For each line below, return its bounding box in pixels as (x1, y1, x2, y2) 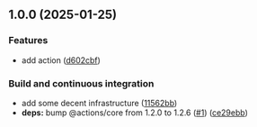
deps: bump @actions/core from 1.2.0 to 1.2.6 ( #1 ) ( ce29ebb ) (21, 107, 249, 118)
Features (8, 34, 49, 47)
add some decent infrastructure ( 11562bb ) (21, 97, 178, 108)
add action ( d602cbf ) (21, 54, 101, 66)
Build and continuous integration (8, 77, 155, 89)
